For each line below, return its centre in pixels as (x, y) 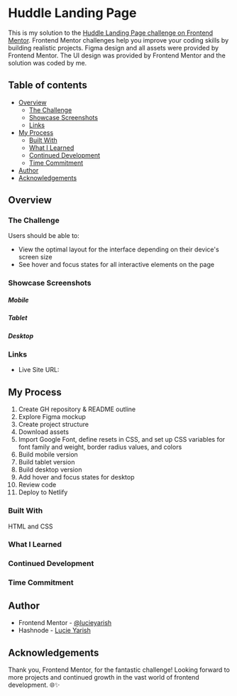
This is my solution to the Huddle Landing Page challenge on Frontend (111, 33)
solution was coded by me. (48, 62)
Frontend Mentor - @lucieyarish (65, 623)
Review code (37, 485)
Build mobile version (48, 455)
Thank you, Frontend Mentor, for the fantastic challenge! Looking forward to (119, 670)
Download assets (44, 432)
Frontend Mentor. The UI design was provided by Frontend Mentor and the (117, 55)
